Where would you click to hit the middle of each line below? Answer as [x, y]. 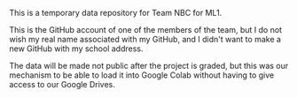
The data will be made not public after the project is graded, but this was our [149, 66]
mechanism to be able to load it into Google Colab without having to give [142, 75]
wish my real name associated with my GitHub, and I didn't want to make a [145, 39]
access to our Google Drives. [62, 84]
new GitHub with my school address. [76, 49]
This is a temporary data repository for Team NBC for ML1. [116, 13]
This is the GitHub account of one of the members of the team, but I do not [145, 30]
